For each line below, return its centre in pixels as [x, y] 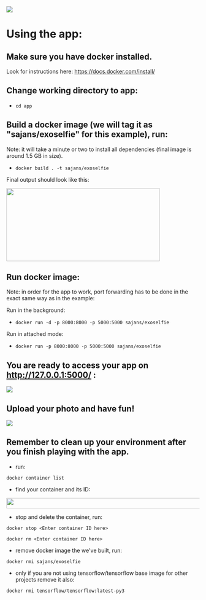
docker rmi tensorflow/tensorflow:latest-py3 [65, 591]
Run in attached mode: [35, 334]
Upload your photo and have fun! [71, 409]
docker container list [35, 478]
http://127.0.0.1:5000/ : [51, 375]
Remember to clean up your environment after [96, 442]
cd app [24, 106]
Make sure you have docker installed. [79, 57]
